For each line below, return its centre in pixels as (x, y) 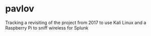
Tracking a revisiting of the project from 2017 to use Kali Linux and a (76, 22)
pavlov (20, 9)
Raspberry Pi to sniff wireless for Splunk (47, 27)
